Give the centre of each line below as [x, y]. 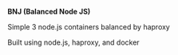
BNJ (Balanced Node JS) [49, 12]
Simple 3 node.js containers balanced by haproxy [89, 27]
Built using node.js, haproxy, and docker [74, 42]
